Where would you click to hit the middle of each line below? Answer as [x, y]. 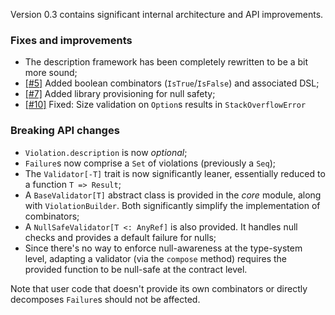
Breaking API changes [65, 131]
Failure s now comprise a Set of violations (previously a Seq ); [150, 163]
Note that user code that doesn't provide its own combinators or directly [159, 288]
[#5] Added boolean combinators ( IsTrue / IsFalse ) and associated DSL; [172, 83]
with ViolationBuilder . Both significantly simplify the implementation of [172, 205]
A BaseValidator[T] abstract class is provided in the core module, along [173, 195]
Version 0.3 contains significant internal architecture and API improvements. [167, 14]
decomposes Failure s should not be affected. [105, 299]
